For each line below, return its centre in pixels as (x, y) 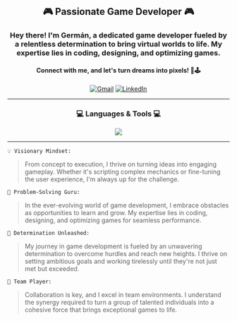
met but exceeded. (52, 268)
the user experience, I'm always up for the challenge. (102, 179)
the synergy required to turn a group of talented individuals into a (119, 302)
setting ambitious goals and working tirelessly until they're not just (121, 261)
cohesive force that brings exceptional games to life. (101, 310)
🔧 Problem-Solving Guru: (44, 192)
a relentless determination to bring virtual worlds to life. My (119, 44)
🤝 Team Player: (30, 281)
